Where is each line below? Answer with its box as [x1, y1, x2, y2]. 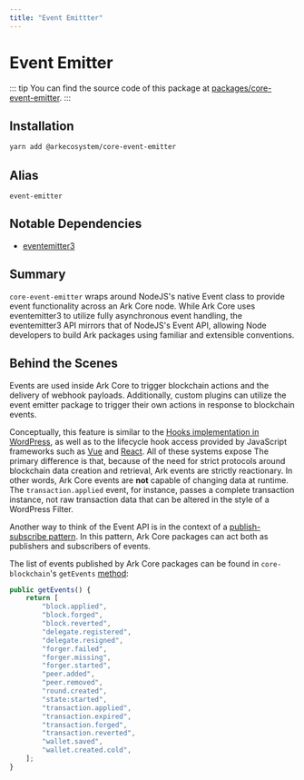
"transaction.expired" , [42, 712, 132, 721]
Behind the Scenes [9, 356, 118, 371]
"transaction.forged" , [42, 720, 128, 729]
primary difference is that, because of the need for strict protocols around [9, 455, 286, 466]
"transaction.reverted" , [42, 728, 136, 738]
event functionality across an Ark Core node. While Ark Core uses [9, 301, 256, 311]
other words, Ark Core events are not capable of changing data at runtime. [9, 474, 289, 486]
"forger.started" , [42, 661, 112, 670]
